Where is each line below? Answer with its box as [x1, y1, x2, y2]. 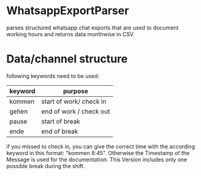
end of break [41, 127, 78, 136]
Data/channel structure [6, 52, 128, 66]
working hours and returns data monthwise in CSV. [6, 30, 135, 37]
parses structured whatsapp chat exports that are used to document [6, 24, 179, 31]
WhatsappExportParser [6, 4, 129, 18]
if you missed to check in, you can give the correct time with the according [6, 142, 195, 150]
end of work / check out [41, 107, 110, 115]
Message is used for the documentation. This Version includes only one [6, 156, 188, 163]
